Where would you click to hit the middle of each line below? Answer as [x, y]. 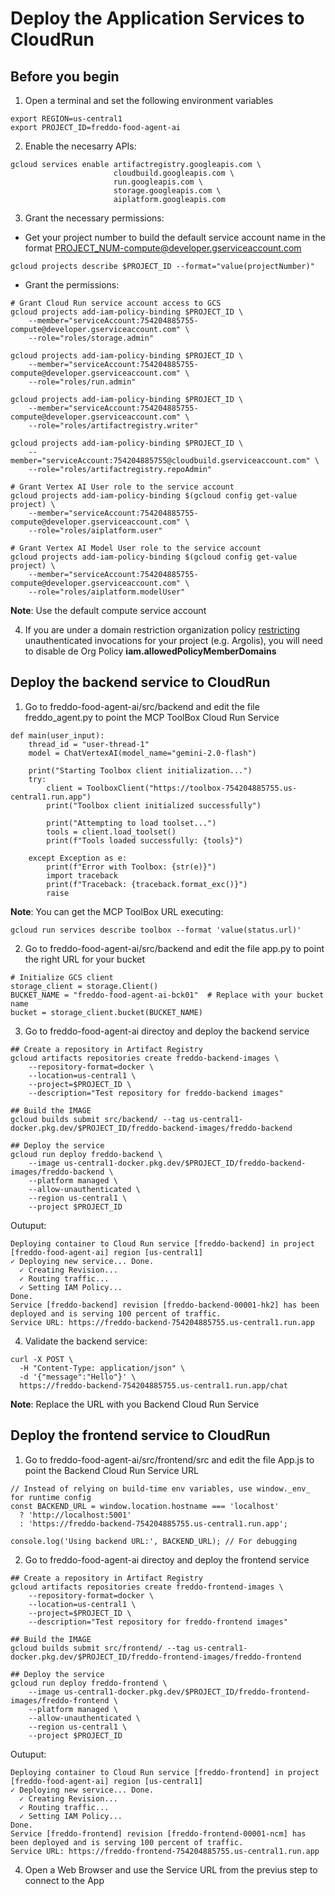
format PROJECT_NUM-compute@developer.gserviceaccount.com [163, 248]
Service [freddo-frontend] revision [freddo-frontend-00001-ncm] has [158, 1833]
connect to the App [64, 1880]
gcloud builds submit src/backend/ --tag [98, 1119]
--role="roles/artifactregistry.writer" [113, 426]
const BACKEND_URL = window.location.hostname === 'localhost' [145, 1506]
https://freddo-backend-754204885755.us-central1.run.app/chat [153, 1385]
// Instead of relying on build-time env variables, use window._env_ [160, 1488]
